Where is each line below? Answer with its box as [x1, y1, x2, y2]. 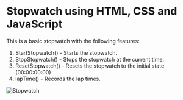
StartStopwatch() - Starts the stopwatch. [15, 49, 118, 56]
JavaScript [6, 17, 63, 31]
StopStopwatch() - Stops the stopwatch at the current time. [15, 55, 165, 63]
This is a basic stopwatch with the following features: [6, 37, 140, 45]
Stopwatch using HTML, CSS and [6, 4, 178, 18]
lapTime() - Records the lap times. [15, 75, 101, 82]
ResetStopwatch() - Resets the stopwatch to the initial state [15, 62, 165, 70]
